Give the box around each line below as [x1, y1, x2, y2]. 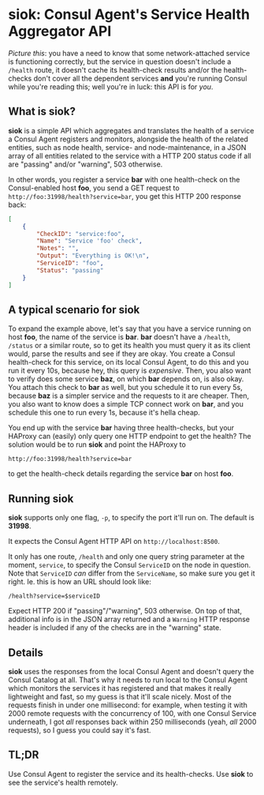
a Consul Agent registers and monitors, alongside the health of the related [8, 134, 248, 144]
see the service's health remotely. [8, 778, 118, 787]
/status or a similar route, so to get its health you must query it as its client [8, 341, 251, 351]
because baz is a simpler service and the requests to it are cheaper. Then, [8, 391, 250, 400]
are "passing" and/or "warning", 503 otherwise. [8, 159, 163, 169]
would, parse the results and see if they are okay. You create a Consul [8, 349, 236, 358]
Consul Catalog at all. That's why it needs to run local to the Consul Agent [8, 675, 248, 684]
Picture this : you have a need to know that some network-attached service [8, 48, 251, 58]
